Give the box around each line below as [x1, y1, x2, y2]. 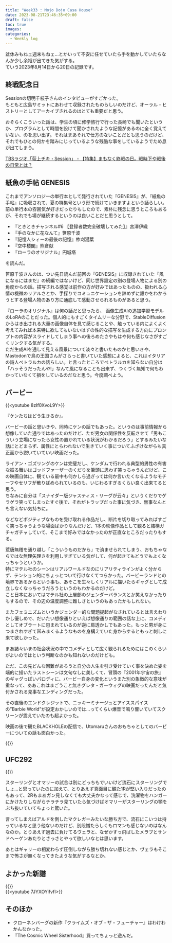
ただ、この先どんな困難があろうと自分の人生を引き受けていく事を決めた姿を [5, 663, 167, 669]
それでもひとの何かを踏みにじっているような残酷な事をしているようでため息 [5, 138, 167, 144]
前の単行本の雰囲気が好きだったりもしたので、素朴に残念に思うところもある [5, 206, 167, 212]
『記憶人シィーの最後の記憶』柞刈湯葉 [12, 236, 94, 242]
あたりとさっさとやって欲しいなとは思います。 [27, 835, 126, 842]
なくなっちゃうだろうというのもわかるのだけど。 [14, 585, 118, 592]
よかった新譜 [5, 869, 46, 878]
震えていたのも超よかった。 [23, 713, 82, 719]
